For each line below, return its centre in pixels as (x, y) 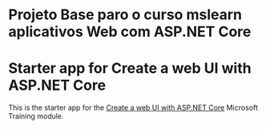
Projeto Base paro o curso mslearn (125, 15)
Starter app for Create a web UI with (130, 69)
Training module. (36, 116)
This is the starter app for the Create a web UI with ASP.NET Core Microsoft (133, 108)
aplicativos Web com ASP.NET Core (130, 32)
